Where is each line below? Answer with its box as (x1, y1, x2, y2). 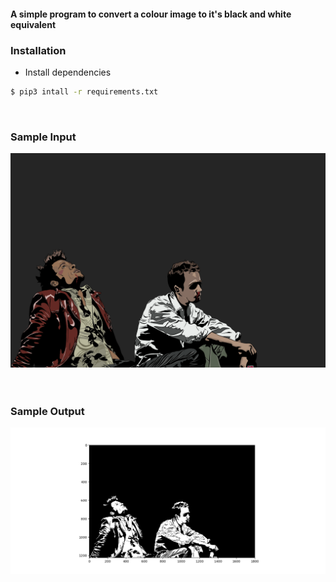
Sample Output (10, 404, 85, 418)
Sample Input (10, 130, 77, 144)
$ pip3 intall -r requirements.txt (10, 86, 159, 97)
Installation (10, 43, 67, 57)
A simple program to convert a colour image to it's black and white (10, 8, 292, 20)
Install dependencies (24, 66, 112, 78)
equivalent (10, 18, 57, 30)
